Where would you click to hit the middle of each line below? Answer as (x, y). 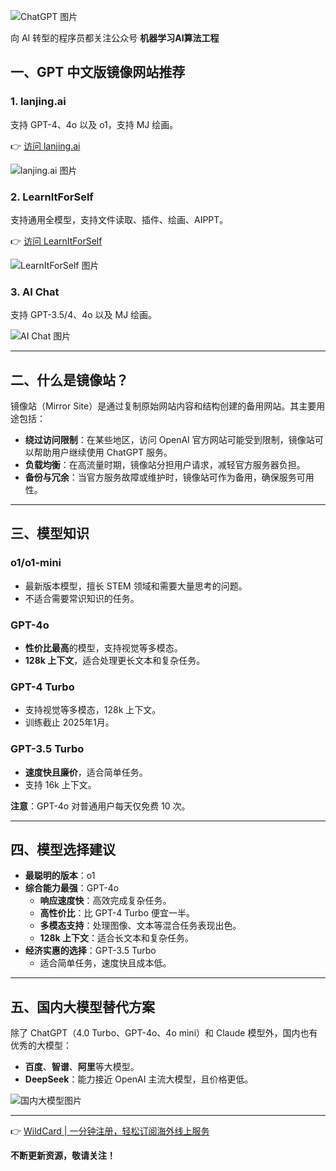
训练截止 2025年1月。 (69, 722)
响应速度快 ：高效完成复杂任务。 (105, 901)
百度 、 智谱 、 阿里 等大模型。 (82, 1067)
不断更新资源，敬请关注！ (63, 1156)
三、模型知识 (50, 533)
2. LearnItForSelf (52, 197)
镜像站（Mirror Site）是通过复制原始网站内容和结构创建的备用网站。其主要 (163, 406)
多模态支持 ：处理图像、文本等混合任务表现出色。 (140, 926)
